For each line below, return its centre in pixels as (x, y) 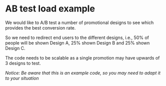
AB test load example (50, 9)
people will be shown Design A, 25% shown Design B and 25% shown (77, 42)
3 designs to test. (23, 63)
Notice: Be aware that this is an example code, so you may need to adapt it (83, 72)
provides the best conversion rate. (40, 27)
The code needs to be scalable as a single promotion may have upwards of (82, 57)
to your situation (22, 78)
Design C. (15, 48)
